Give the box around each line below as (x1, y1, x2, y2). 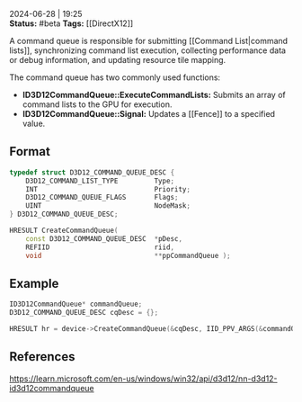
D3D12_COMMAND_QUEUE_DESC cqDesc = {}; (9, 308, 159, 317)
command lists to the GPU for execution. (22, 99, 173, 110)
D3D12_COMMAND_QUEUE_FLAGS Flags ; (25, 193, 179, 202)
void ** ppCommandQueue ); (25, 251, 231, 260)
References (9, 349, 75, 364)
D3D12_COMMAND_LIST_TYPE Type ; (25, 176, 175, 185)
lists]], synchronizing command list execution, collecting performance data (9, 45, 286, 56)
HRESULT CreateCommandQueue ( (9, 226, 119, 236)
